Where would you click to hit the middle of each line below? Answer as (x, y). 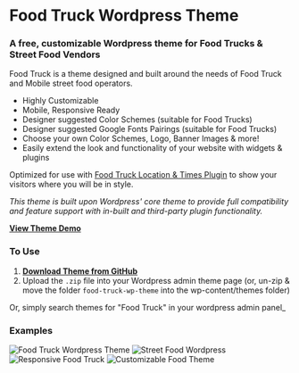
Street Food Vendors (55, 54)
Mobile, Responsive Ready (71, 110)
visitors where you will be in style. (71, 185)
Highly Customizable (60, 101)
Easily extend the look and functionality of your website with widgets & (152, 148)
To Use (25, 252)
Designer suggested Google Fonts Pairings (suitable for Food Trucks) (149, 129)
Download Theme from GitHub (80, 271)
